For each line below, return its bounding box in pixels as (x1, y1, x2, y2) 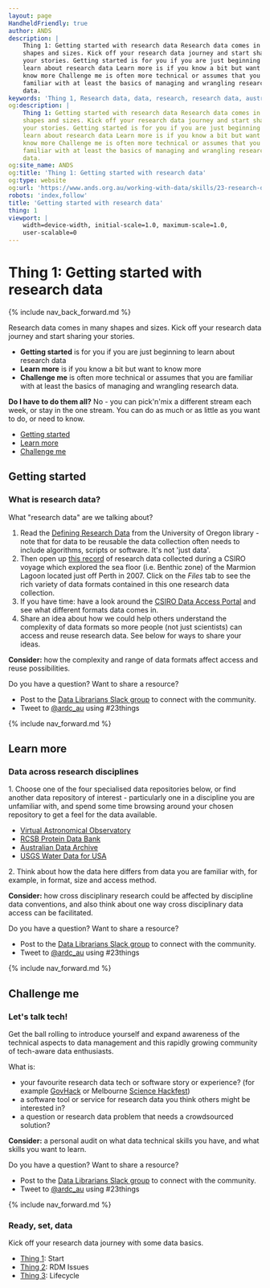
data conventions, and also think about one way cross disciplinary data (8, 899, 243, 910)
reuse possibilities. (8, 663, 71, 673)
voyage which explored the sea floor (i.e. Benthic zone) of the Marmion (19, 562, 256, 572)
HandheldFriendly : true (8, 19, 88, 27)
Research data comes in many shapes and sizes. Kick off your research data (8, 323, 262, 332)
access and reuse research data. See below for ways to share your (19, 630, 242, 640)
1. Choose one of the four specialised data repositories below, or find (8, 784, 237, 794)
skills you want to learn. (8, 1145, 87, 1154)
